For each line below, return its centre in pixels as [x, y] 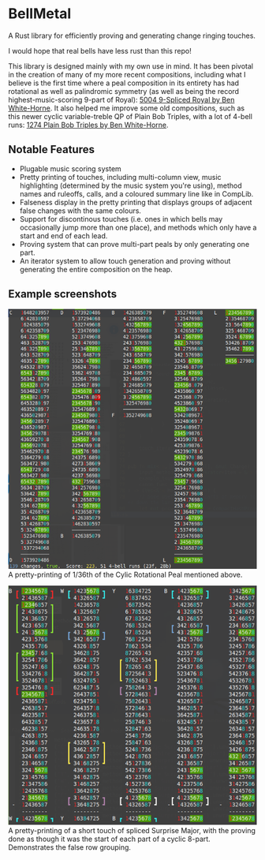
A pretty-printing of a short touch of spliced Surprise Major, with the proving [132, 830]
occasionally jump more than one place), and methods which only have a [138, 227]
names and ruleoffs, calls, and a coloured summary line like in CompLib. [136, 193]
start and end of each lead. [63, 236]
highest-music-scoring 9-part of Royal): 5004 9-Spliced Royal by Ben [121, 99]
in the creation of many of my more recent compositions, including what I [127, 74]
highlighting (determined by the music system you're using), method [131, 185]
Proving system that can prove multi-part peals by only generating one [134, 244]
